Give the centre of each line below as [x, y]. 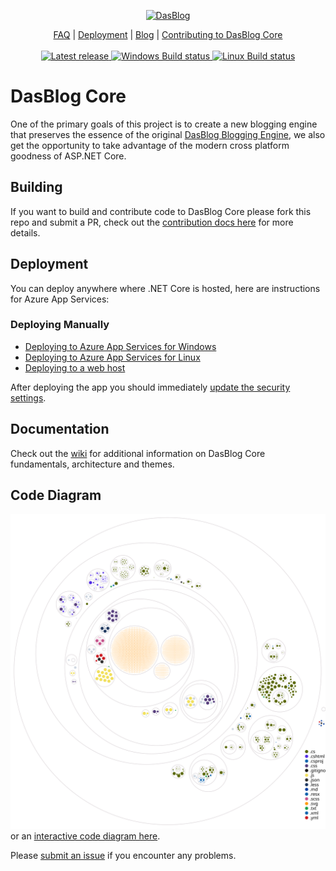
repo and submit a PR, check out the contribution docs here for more [152, 222]
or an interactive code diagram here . [85, 836]
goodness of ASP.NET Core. [68, 156]
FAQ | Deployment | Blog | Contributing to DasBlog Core [168, 34]
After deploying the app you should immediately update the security [150, 387]
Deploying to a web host [75, 367]
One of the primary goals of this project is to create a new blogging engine [164, 124]
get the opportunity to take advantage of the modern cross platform [150, 145]
